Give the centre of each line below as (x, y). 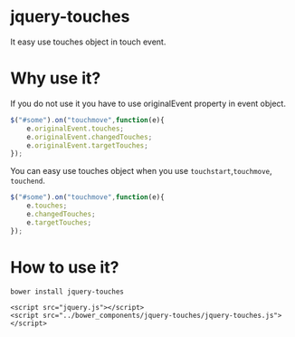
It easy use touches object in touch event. (88, 42)
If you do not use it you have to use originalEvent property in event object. (148, 103)
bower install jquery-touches (67, 292)
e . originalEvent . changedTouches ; (90, 137)
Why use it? (56, 78)
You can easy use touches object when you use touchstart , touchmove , (141, 171)
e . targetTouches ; (59, 222)
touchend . (28, 181)
